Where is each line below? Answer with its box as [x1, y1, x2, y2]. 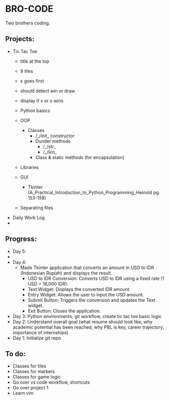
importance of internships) [12, 329, 69, 335]
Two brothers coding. [5, 20, 50, 26]
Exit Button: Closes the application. [27, 308, 101, 314]
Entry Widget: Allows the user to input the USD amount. [27, 291, 144, 298]
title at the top [20, 58, 50, 64]
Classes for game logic [12, 374, 61, 380]
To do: [5, 350, 26, 358]
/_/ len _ [43, 149, 57, 155]
